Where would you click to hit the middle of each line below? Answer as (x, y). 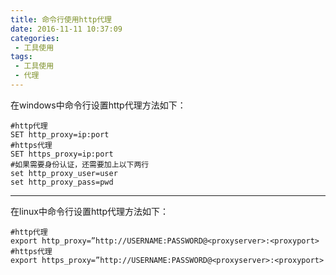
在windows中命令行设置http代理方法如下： (98, 105)
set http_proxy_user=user (64, 173)
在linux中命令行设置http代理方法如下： (89, 211)
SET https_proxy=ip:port (62, 154)
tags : (21, 57)
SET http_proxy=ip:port (60, 134)
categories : (35, 38)
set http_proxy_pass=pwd (62, 182)
